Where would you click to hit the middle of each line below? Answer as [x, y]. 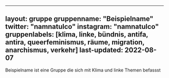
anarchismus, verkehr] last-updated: [64, 50]
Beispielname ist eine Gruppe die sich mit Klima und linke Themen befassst [83, 70]
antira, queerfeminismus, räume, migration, [75, 42]
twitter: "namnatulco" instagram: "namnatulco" [82, 27]
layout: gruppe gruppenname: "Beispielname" [79, 19]
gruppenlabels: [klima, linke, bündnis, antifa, [77, 35]
